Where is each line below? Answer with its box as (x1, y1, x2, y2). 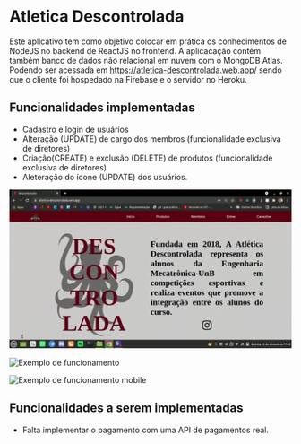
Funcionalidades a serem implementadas (9, 401, 244, 416)
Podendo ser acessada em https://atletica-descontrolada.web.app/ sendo (9, 65, 282, 75)
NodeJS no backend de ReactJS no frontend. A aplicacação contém (9, 45, 262, 56)
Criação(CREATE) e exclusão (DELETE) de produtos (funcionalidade (21, 152, 273, 163)
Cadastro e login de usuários (21, 124, 129, 135)
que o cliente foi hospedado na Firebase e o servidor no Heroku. (9, 74, 248, 84)
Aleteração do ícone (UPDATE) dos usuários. (21, 171, 188, 182)
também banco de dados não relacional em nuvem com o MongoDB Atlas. (9, 55, 284, 65)
